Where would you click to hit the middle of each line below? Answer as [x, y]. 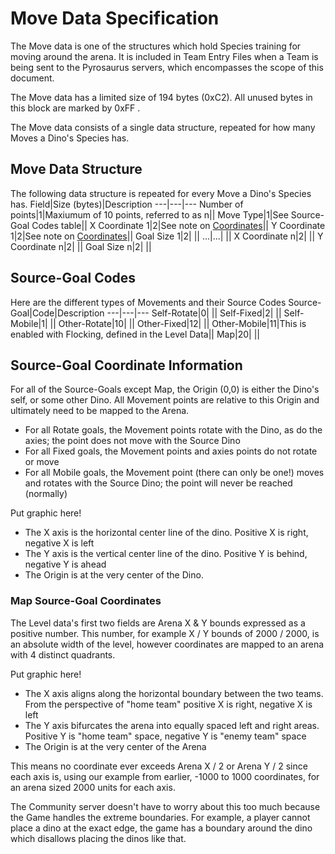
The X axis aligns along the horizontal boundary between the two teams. [174, 693]
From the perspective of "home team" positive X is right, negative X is [168, 704]
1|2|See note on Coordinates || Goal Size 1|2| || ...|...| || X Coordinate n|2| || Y [167, 236]
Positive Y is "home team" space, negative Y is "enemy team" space [165, 736]
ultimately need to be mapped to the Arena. [100, 411]
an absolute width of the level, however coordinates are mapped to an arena [167, 644]
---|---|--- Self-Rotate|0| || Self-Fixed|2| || [194, 313]
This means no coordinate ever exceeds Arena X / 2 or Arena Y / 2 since [159, 766]
